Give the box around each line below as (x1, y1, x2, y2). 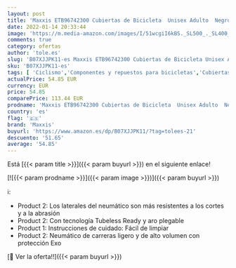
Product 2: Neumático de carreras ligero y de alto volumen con (17, 232, 200, 240)
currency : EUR (7, 82, 49, 89)
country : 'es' (7, 108, 49, 115)
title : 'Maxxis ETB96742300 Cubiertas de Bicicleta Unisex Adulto (7, 17, 209, 24)
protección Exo (17, 239, 62, 248)
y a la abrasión (17, 209, 60, 217)
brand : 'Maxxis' (7, 121, 55, 128)
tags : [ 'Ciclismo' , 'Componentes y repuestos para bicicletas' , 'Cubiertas (7, 69, 231, 76)
